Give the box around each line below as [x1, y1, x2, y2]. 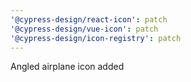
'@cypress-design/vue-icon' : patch [10, 24, 159, 34]
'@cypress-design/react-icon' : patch [10, 14, 168, 25]
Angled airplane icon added [10, 61, 125, 73]
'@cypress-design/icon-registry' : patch [10, 33, 182, 43]
